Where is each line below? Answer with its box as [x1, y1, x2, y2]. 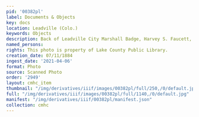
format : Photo [6, 63, 41, 70]
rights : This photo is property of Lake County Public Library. [6, 47, 168, 53]
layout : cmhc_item [6, 80, 52, 86]
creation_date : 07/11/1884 [6, 53, 73, 58]
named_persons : [6, 42, 44, 48]
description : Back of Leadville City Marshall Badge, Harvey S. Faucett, [6, 36, 192, 42]
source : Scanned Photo [6, 69, 62, 75]
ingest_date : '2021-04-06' [6, 58, 73, 64]
